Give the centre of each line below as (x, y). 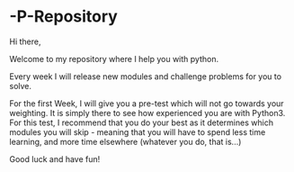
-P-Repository (64, 17)
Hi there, (25, 41)
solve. (21, 86)
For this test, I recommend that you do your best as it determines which (142, 122)
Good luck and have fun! (55, 158)
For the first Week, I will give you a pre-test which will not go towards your (147, 103)
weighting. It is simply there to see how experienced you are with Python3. (147, 113)
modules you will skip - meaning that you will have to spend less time (138, 131)
